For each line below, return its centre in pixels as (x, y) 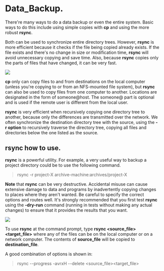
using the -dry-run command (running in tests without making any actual (79, 205)
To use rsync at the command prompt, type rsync (56, 229)
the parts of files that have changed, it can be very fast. (61, 63)
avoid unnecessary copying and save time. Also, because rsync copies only (82, 57)
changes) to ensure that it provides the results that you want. (67, 210)
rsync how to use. (33, 148)
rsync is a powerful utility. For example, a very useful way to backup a (76, 160)
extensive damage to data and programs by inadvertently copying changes (81, 189)
